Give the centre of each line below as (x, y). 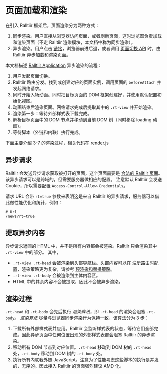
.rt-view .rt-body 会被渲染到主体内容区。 (56, 275)
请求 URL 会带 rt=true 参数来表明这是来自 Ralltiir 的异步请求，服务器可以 (80, 196)
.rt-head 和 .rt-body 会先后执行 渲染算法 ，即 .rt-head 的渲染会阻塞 (75, 312)
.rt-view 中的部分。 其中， (33, 252)
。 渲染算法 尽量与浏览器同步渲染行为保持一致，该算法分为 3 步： (82, 318)
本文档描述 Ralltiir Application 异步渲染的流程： (54, 65)
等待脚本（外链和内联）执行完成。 (48, 132)
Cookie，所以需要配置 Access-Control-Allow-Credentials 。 (67, 185)
